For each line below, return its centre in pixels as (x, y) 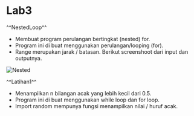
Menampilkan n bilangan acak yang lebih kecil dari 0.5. (83, 93)
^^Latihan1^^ (21, 82)
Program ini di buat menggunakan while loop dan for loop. (87, 100)
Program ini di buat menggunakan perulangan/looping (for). (89, 45)
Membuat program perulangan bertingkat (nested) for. (82, 39)
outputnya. (28, 58)
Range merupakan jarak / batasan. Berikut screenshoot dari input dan (102, 51)
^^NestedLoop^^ (27, 27)
